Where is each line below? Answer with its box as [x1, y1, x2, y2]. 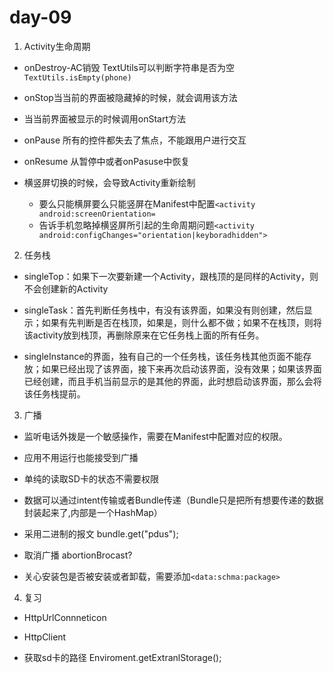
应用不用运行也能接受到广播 [23, 451, 139, 463]
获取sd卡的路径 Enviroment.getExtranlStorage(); [23, 651, 222, 663]
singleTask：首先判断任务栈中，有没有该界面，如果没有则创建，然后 [23, 304, 304, 316]
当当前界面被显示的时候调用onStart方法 [23, 112, 187, 125]
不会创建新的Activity [23, 282, 109, 295]
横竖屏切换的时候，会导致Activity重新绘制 [23, 176, 196, 188]
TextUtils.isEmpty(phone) [23, 72, 132, 83]
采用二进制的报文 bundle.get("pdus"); [23, 527, 179, 540]
